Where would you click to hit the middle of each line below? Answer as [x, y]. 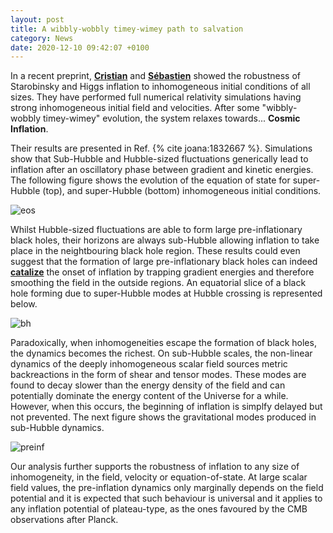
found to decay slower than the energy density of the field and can [148, 385]
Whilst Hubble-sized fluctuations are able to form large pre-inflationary [156, 230]
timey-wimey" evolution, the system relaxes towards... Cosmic [172, 118]
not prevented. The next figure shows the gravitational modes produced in [163, 417]
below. [24, 304]
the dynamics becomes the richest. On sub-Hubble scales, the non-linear [161, 353]
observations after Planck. [64, 520]
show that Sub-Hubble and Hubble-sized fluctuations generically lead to [159, 159]
